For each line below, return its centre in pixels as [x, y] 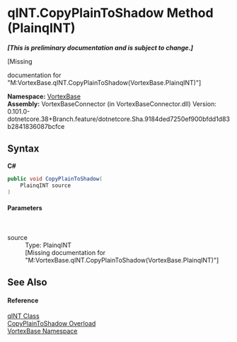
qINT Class [24, 316]
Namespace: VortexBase [44, 96]
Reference [23, 300]
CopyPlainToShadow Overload [52, 324]
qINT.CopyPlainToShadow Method [110, 13]
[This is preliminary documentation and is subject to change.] [100, 47]
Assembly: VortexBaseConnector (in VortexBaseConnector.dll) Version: [112, 103]
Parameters [25, 207]
